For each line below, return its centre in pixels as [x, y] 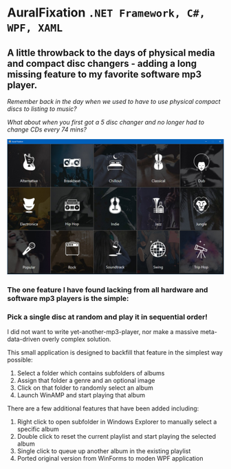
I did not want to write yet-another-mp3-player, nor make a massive [103, 332]
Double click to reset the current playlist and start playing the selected [117, 437]
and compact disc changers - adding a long [102, 63]
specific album [38, 429]
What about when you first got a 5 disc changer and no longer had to [106, 122]
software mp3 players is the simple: [68, 298]
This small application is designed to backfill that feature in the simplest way [115, 353]
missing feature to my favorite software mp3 [104, 74]
